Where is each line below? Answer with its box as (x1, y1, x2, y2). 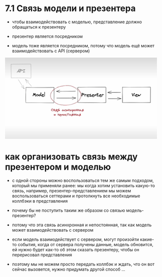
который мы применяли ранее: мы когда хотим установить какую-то (12, 182, 155, 189)
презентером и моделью (5, 161, 111, 172)
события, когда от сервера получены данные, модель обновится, (17, 241, 153, 247)
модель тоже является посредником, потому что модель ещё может (12, 43, 155, 48)
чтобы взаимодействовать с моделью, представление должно (12, 19, 142, 25)
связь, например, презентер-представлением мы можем (12, 188, 131, 193)
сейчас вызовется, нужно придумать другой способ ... (12, 266, 125, 272)
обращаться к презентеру (12, 24, 66, 29)
